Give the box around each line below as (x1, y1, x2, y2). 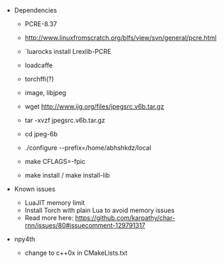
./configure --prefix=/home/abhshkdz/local (24, 143, 151, 152)
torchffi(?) (24, 75, 55, 83)
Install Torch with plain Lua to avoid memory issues (24, 206, 175, 214)
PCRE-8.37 (24, 20, 58, 28)
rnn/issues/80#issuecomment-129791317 (24, 221, 146, 229)
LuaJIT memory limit (24, 199, 85, 207)
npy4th (14, 235, 36, 243)
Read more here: (24, 214, 74, 222)
